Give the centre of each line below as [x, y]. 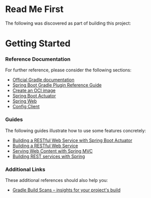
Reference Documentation [38, 59]
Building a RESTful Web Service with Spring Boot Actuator [72, 140]
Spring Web [24, 101]
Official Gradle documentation [43, 80]
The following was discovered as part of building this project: [68, 23]
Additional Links [25, 169]
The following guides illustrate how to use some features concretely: [76, 130]
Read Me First [34, 9]
